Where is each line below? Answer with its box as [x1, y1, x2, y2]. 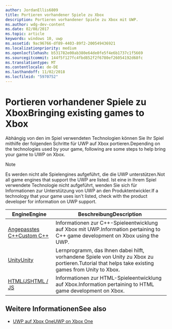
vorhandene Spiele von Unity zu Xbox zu [55, 253, 154, 260]
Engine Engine [12, 211, 47, 218]
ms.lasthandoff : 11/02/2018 [5, 70, 66, 75]
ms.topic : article [5, 31, 45, 36]
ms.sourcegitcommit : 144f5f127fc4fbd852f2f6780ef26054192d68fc [5, 55, 143, 60]
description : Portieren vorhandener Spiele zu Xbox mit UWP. [5, 17, 139, 22]
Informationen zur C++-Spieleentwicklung [55, 219, 158, 226]
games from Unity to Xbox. [55, 266, 120, 273]
